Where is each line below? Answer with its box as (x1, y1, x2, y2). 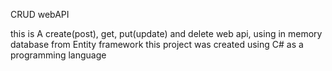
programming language (10, 49, 107, 61)
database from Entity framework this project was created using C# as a (10, 39, 304, 50)
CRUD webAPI (10, 9, 70, 20)
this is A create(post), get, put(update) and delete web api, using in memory (10, 28, 323, 39)
